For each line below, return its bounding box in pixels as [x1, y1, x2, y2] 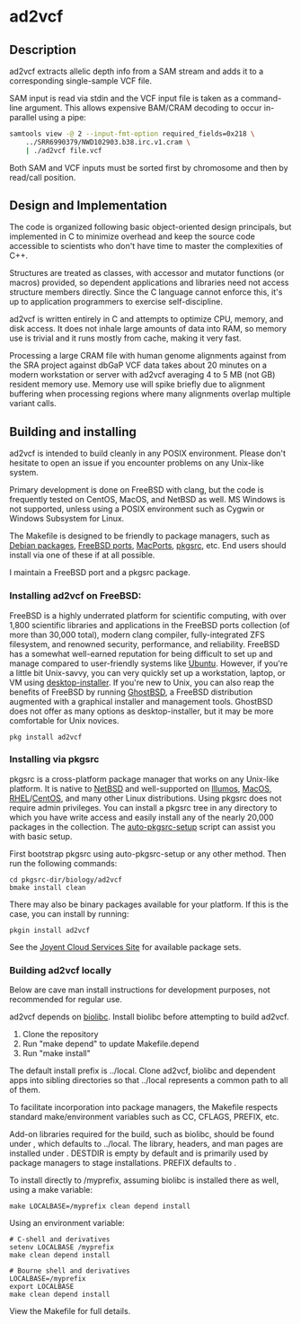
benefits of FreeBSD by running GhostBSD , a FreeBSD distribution [9, 686, 253, 698]
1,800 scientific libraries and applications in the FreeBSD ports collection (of [9, 619, 290, 630]
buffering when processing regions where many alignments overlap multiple [9, 388, 291, 399]
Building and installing [9, 424, 137, 440]
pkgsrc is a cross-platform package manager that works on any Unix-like [9, 773, 279, 784]
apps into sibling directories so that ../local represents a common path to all [9, 1075, 288, 1086]
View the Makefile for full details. [9, 1306, 131, 1317]
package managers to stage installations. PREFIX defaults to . [9, 1158, 236, 1168]
